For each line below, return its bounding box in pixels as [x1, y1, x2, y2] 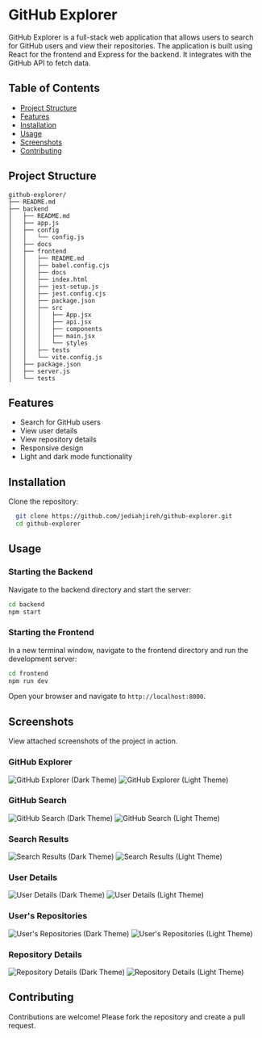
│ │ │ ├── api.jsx [8, 317, 92, 326]
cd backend [8, 600, 45, 609]
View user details [19, 426, 78, 436]
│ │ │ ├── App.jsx [8, 311, 92, 319]
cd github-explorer [15, 520, 81, 528]
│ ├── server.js [8, 367, 70, 375]
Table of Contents [8, 82, 101, 95]
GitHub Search [8, 795, 67, 806]
